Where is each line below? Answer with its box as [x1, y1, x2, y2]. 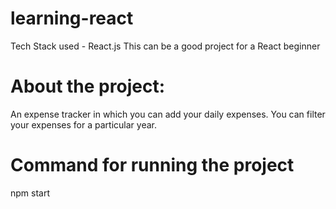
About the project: [10, 75, 165, 98]
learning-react [10, 7, 134, 30]
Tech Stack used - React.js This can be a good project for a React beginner [10, 40, 321, 52]
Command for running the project [10, 154, 295, 177]
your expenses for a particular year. [10, 118, 157, 131]
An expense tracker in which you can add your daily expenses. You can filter [10, 108, 326, 120]
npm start [10, 187, 51, 199]
